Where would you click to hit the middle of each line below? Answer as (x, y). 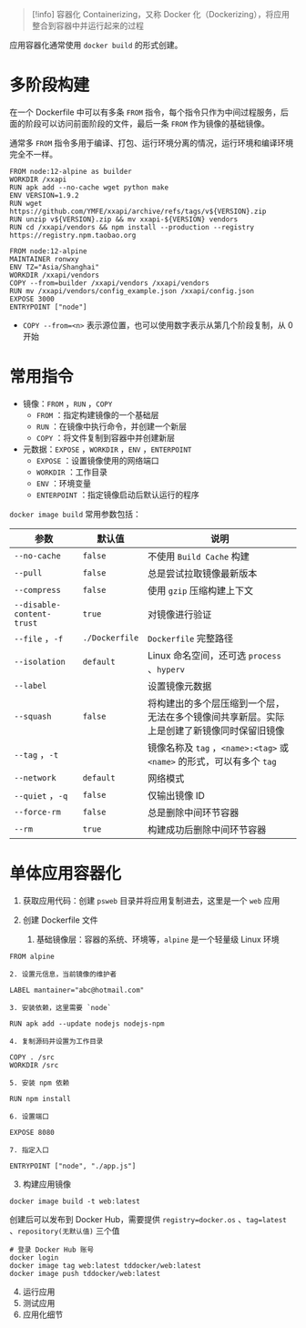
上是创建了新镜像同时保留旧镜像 (216, 730)
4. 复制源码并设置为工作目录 (56, 1041)
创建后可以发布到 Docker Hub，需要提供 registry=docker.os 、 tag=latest (148, 1219)
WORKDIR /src (34, 1065)
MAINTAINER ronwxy (44, 259)
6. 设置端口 (30, 1116)
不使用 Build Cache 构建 (199, 557)
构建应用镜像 (46, 1184)
